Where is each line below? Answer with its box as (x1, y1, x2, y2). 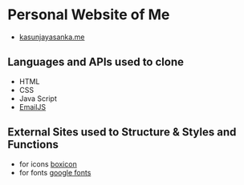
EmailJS (18, 102, 47, 111)
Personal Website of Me (7, 6, 170, 24)
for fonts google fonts (18, 167, 91, 177)
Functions (7, 138, 59, 151)
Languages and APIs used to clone (7, 55, 184, 69)
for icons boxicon (18, 159, 77, 169)
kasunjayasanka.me (18, 32, 85, 42)
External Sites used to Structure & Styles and (7, 126, 237, 139)
